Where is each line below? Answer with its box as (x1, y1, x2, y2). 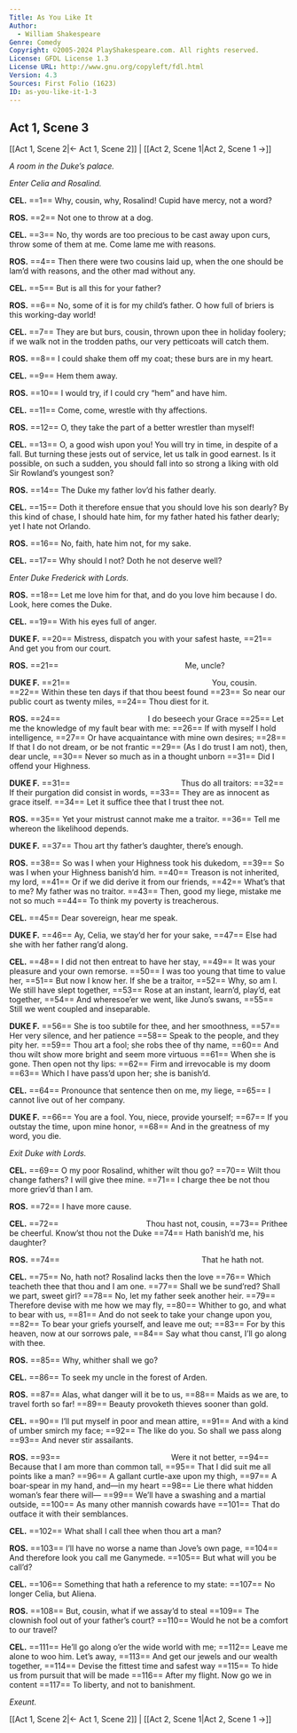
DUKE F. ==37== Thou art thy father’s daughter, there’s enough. (9, 841, 244, 851)
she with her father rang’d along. (9, 939, 129, 950)
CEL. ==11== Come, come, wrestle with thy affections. (9, 405, 208, 415)
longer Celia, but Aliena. (9, 1588, 98, 1599)
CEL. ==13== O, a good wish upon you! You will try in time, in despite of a (9, 439, 278, 450)
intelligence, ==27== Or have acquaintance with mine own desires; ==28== (9, 732, 286, 743)
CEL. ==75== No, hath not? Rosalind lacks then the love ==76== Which (9, 1271, 271, 1283)
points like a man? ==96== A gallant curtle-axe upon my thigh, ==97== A (9, 1471, 277, 1482)
